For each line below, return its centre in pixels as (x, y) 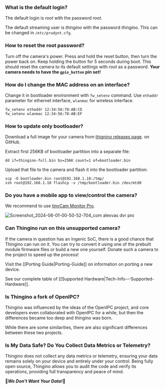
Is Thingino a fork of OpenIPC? (42, 297)
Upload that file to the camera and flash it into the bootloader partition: (77, 170)
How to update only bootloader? (44, 126)
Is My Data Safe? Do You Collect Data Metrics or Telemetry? (78, 345)
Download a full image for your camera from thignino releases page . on (77, 137)
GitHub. (13, 142)
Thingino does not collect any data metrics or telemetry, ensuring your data (82, 356)
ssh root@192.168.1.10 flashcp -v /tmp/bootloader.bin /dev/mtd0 (73, 183)
